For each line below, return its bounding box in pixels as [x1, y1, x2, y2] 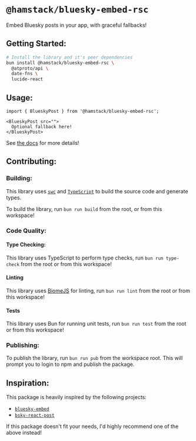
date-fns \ [11, 71, 38, 77]
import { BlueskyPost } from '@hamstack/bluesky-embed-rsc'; [6, 108, 160, 114]
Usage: [6, 93, 34, 103]
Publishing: [6, 341, 39, 349]
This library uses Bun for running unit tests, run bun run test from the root [6, 320, 187, 327]
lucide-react [11, 76, 44, 82]
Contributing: [6, 157, 57, 167]
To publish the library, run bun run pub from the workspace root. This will [6, 355, 183, 362]
